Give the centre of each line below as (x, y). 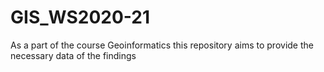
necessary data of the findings (73, 55)
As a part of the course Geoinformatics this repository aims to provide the (162, 45)
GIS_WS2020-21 (80, 17)
